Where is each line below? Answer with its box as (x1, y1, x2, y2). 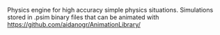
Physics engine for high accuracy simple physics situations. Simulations (7, 6, 214, 14)
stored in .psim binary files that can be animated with (7, 13, 159, 21)
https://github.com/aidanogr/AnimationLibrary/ (7, 21, 141, 28)
